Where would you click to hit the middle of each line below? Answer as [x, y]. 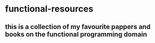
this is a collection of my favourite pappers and [78, 27]
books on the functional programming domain [76, 34]
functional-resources [49, 9]
